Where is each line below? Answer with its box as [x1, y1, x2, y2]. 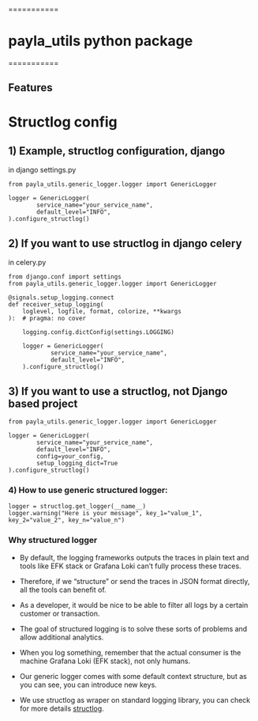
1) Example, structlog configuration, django [8, 144, 226, 157]
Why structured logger [8, 535, 98, 546]
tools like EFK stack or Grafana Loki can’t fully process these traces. [19, 561, 242, 571]
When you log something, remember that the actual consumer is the [19, 647, 241, 657]
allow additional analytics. [19, 632, 104, 642]
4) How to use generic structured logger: [8, 484, 168, 495]
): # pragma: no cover [8, 314, 87, 323]
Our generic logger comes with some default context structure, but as [19, 671, 247, 681]
